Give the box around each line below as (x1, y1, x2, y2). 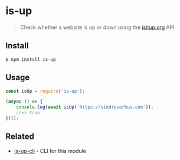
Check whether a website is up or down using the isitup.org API (19, 24, 175, 31)
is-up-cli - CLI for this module (14, 147, 87, 154)
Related (5, 132, 35, 142)
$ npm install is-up (5, 56, 57, 63)
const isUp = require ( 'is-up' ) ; (5, 88, 85, 94)
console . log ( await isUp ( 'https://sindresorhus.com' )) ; (16, 105, 154, 110)
